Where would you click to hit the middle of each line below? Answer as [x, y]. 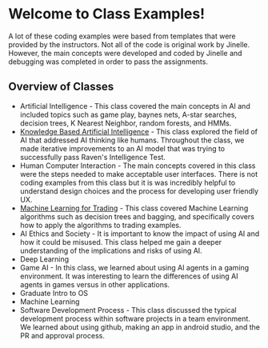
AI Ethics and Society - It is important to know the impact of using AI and [140, 234]
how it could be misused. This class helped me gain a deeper [121, 242]
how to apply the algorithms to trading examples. [100, 225]
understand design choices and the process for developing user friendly [139, 191]
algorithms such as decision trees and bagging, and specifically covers [137, 216]
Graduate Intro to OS [54, 293]
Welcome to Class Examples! [107, 14]
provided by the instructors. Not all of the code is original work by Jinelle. [129, 44]
